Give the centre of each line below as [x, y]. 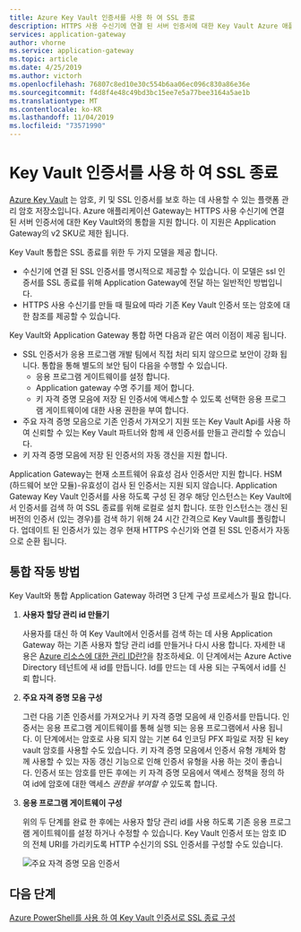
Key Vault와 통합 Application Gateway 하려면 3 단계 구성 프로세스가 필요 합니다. [150, 595]
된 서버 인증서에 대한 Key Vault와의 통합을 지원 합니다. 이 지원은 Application [142, 221]
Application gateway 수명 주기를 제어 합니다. [115, 387]
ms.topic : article [43, 59]
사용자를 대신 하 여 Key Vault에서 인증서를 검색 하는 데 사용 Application [147, 634]
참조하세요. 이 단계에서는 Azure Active [224, 656]
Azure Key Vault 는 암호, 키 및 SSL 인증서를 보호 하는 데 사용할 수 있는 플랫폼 [144, 199]
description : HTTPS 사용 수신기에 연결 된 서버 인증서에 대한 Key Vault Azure [144, 26]
